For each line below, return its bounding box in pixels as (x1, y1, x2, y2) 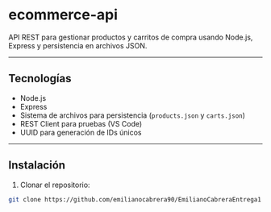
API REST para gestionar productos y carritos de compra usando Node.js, (8, 32, 253, 42)
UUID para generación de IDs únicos (19, 127, 142, 137)
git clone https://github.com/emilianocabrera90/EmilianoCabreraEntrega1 (8, 195, 262, 203)
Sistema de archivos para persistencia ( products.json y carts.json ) (19, 110, 246, 120)
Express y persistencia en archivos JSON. (8, 40, 148, 50)
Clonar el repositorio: (19, 180, 90, 189)
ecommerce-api (8, 6, 119, 24)
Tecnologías (8, 72, 72, 85)
